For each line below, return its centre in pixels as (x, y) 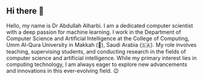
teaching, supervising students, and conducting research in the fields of (96, 51)
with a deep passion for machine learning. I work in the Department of (94, 32)
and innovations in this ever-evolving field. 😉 (63, 70)
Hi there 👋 (25, 11)
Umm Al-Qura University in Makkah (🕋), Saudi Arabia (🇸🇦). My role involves (101, 45)
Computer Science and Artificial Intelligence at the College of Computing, (98, 38)
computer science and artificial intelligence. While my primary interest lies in (101, 58)
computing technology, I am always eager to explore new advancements (97, 64)
